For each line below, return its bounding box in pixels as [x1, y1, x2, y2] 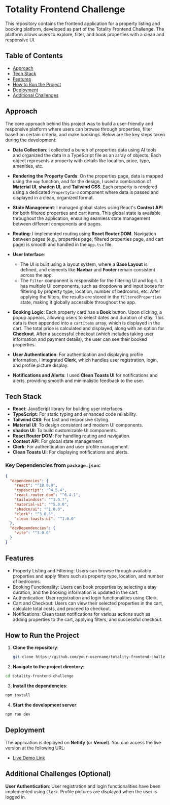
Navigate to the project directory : [12, 664, 85, 670]
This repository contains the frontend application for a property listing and [5, 20, 160, 27]
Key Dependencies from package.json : [5, 462, 101, 469]
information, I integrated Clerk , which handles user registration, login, [12, 357, 158, 363]
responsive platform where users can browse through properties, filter [5, 126, 152, 132]
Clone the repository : [12, 644, 59, 651]
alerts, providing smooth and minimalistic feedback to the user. [12, 378, 145, 384]
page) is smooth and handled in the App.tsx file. [12, 241, 113, 247]
